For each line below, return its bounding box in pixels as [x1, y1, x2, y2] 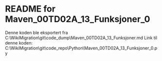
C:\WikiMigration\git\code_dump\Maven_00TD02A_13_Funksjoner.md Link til [5, 35, 157, 41]
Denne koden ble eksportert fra [5, 30, 68, 35]
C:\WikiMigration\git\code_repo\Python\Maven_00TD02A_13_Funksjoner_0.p [5, 45, 158, 51]
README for [5, 3, 56, 15]
